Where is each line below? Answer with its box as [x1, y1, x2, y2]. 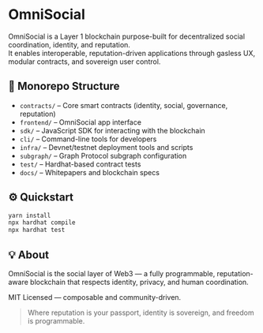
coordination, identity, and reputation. [8, 39, 130, 49]
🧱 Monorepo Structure [8, 80, 120, 93]
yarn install [8, 211, 51, 219]
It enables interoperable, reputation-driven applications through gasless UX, [8, 48, 256, 58]
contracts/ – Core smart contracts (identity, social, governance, [19, 100, 228, 110]
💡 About [8, 248, 50, 261]
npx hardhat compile [8, 219, 77, 226]
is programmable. [27, 316, 85, 325]
